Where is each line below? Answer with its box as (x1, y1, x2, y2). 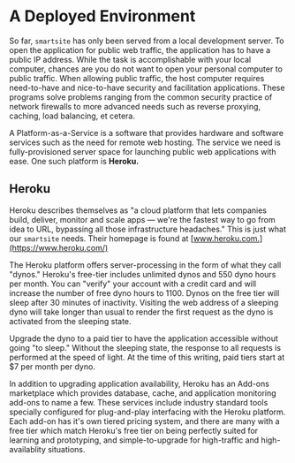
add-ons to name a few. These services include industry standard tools (9, 397, 269, 407)
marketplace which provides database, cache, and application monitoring (9, 387, 276, 398)
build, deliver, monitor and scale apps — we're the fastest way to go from (9, 214, 276, 224)
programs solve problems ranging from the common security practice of (9, 91, 273, 102)
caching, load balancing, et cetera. (9, 110, 135, 121)
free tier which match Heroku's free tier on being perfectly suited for (9, 425, 259, 436)
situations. (47, 444, 86, 454)
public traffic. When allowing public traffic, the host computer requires (9, 72, 265, 83)
